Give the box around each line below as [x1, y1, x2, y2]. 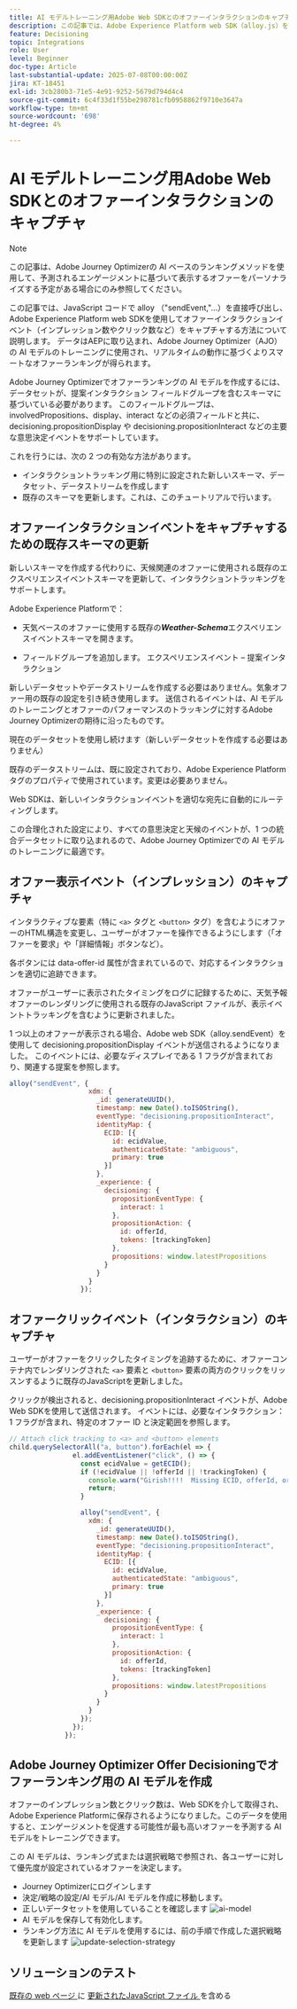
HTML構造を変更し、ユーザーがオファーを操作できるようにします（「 [24, 927, 276, 938]
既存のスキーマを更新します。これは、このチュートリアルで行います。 [21, 491, 277, 502]
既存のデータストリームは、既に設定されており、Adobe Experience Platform [9, 763, 286, 774]
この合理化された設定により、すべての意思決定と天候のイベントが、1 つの [9, 824, 277, 834]
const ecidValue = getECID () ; [80, 1459, 192, 1468]
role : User [9, 46, 49, 55]
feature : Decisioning [9, 29, 89, 38]
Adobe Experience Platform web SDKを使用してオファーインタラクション [9, 313, 277, 324]
